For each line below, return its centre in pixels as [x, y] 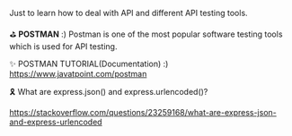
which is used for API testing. [63, 47]
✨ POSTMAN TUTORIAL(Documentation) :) [89, 64]
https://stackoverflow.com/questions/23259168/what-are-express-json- [143, 112]
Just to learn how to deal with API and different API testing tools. [129, 13]
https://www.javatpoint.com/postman [78, 74]
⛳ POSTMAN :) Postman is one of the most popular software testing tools [146, 34]
